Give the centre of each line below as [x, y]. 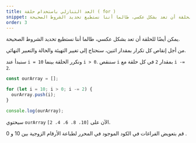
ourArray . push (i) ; [34, 95]
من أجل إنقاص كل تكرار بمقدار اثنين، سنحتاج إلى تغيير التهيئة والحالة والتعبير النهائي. [96, 50]
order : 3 [17, 22]
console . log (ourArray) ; [35, 111]
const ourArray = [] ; [32, 79]
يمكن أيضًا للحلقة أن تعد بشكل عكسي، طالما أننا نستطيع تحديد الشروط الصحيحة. [93, 39]
